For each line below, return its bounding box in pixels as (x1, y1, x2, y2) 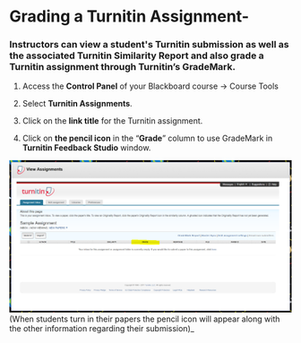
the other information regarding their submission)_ (9, 322, 194, 333)
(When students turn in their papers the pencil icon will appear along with (9, 313, 280, 324)
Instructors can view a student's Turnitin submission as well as (9, 39, 289, 51)
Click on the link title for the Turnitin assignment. (21, 116, 203, 126)
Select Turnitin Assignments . (21, 99, 133, 109)
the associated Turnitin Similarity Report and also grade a (9, 49, 264, 62)
